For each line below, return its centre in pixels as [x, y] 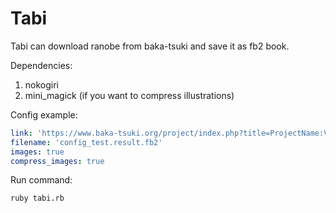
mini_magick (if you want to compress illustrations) [129, 95]
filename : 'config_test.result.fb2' [86, 142]
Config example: [44, 114]
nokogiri [42, 84]
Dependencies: [41, 65]
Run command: [41, 180]
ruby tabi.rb [37, 198]
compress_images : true [57, 161]
